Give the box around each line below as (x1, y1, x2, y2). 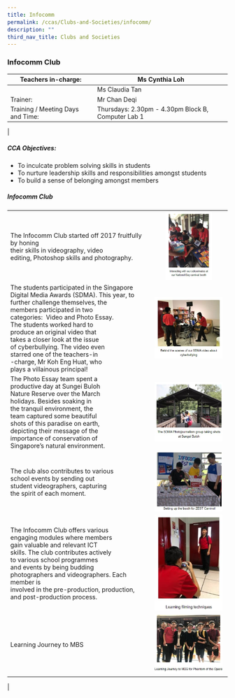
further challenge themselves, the (10, 298, 107, 306)
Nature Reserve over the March (10, 390, 101, 398)
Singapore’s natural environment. (10, 441, 106, 450)
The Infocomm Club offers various (10, 526, 109, 534)
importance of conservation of (10, 434, 98, 443)
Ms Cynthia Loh (137, 76, 185, 84)
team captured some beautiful (10, 412, 97, 420)
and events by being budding (10, 563, 94, 571)
